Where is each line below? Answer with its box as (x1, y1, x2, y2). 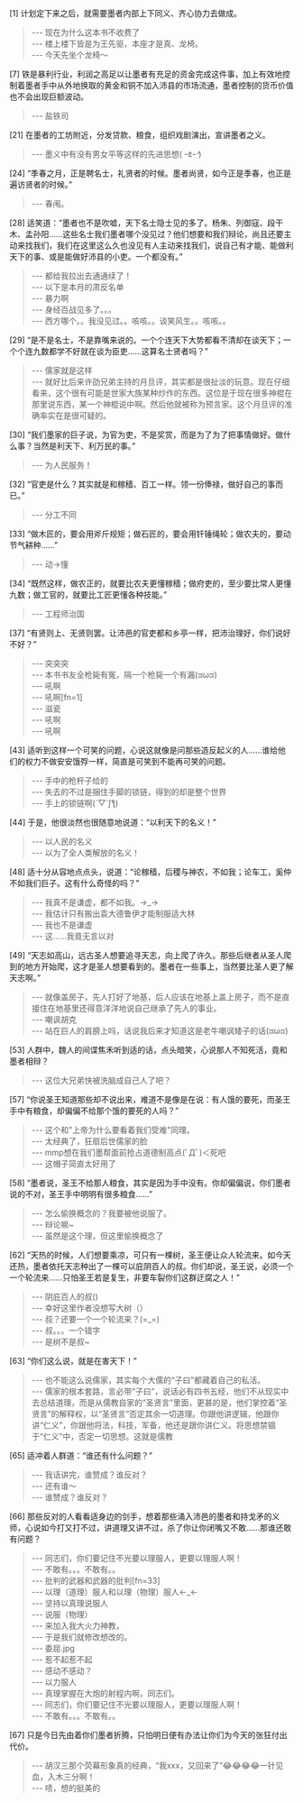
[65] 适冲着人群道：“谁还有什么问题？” (9, 1450, 153, 1460)
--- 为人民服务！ (31, 460, 93, 471)
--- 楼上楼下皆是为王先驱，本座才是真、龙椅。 (31, 39, 204, 49)
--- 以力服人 (31, 1677, 78, 1688)
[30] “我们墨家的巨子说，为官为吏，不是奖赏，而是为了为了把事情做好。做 (9, 429, 284, 440)
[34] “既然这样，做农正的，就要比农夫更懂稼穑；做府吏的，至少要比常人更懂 (9, 578, 292, 589)
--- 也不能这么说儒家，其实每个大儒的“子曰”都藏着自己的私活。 (31, 1375, 266, 1386)
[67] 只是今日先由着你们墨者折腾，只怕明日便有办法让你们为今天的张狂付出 (9, 1730, 288, 1740)
